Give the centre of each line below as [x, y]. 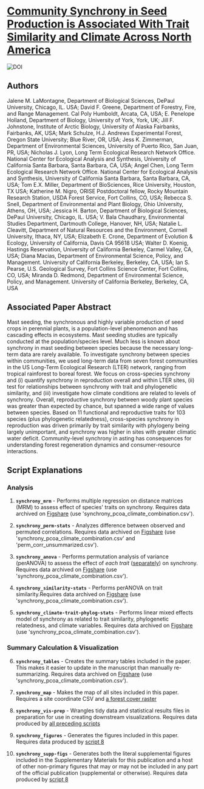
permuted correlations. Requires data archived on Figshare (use [95, 532]
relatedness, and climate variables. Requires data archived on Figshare [104, 625]
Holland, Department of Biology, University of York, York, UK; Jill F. [91, 120]
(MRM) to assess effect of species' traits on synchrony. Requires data [103, 507]
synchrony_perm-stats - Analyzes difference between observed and [100, 526]
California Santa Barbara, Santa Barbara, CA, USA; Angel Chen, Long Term [100, 165]
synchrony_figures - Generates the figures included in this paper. [97, 735]
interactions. [22, 451]
